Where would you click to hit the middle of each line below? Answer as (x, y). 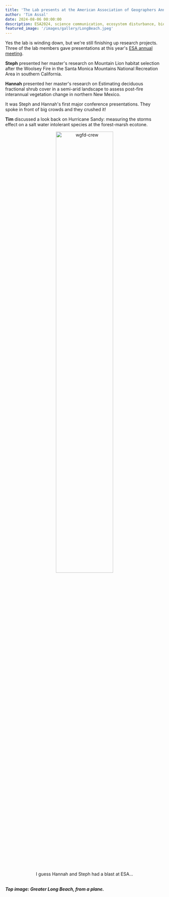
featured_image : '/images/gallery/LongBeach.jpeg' (59, 29)
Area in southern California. (34, 74)
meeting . (14, 54)
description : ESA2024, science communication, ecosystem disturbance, (81, 24)
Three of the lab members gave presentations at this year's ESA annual (79, 48)
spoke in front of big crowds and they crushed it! (56, 110)
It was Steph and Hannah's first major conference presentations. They (78, 104)
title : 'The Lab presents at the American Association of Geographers (81, 10)
